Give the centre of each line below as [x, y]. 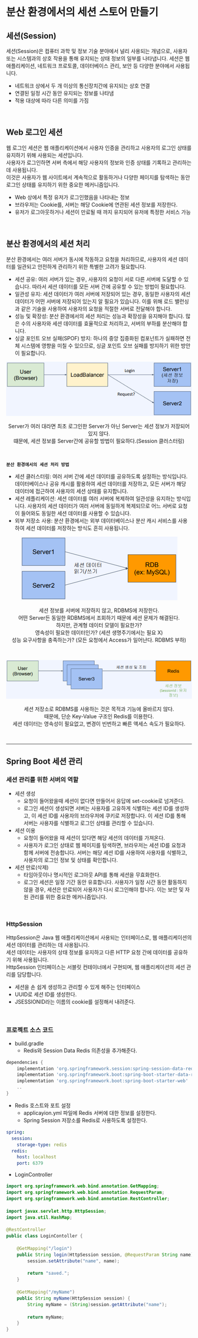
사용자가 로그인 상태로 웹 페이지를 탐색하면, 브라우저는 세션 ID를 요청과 [105, 845]
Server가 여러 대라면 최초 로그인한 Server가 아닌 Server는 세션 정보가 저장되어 [99, 427]
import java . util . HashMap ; [39, 1217]
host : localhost [37, 1157]
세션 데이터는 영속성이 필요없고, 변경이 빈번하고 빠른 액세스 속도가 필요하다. [99, 724]
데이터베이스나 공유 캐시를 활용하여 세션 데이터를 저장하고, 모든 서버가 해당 [100, 484]
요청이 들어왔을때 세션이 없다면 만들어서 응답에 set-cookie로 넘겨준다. [104, 801]
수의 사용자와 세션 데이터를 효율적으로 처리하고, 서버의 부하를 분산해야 [101, 323]
